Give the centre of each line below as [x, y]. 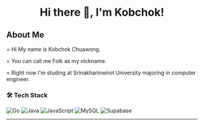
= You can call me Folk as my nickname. [56, 61]
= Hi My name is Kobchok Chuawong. [53, 49]
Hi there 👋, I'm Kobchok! [102, 12]
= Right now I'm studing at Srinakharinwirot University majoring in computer [101, 73]
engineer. [18, 79]
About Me [25, 35]
